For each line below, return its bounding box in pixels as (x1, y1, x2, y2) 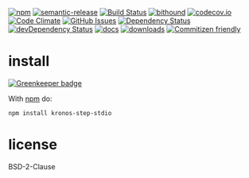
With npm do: (8, 94, 53, 103)
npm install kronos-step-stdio (8, 109, 112, 117)
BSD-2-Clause (8, 161, 56, 171)
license (8, 136, 58, 154)
